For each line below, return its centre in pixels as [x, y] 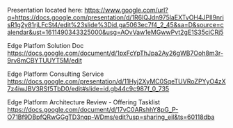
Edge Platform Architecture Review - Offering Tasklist [84, 102]
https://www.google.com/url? [127, 10]
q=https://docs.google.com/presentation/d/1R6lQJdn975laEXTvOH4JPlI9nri [115, 17]
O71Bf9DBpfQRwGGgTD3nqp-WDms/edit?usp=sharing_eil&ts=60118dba [111, 117]
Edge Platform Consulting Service [56, 74]
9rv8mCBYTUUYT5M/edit [45, 61]
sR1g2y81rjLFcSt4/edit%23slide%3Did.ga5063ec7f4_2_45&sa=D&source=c [115, 25]
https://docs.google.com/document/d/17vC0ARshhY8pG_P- [93, 110]
